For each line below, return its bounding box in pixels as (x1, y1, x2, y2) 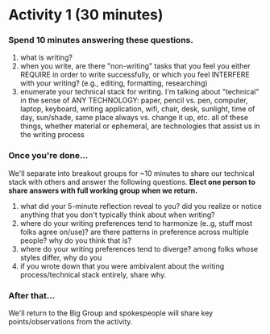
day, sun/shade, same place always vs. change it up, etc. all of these (19, 113, 248, 123)
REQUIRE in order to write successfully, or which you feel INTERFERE (19, 70, 250, 80)
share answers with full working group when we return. (8, 186, 198, 195)
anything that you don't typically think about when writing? (19, 210, 215, 219)
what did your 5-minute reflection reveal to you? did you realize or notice (19, 201, 262, 211)
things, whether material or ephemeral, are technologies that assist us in (19, 121, 260, 131)
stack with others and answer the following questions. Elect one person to (8, 177, 256, 186)
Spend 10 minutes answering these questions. (8, 35, 193, 46)
